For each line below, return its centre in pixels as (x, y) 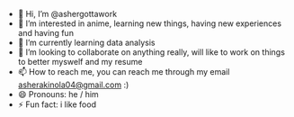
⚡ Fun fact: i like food (57, 104)
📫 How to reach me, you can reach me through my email (124, 72)
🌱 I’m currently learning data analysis (86, 42)
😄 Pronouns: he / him (58, 94)
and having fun (46, 33)
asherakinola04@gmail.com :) (73, 85)
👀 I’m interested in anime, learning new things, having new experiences (149, 23)
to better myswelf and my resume (80, 62)
